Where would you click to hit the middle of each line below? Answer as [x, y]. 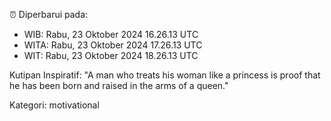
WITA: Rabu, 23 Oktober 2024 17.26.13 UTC [113, 45]
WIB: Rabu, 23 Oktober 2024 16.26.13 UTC [111, 34]
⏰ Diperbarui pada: [49, 14]
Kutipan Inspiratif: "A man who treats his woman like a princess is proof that [165, 75]
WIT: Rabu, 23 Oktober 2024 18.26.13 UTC [111, 55]
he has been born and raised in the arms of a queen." [119, 85]
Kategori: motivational [54, 105]
